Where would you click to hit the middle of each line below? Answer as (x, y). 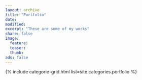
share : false (19, 34)
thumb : (17, 52)
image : (12, 39)
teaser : (18, 48)
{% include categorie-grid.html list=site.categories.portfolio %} (71, 72)
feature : (19, 43)
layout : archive (22, 10)
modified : (16, 24)
